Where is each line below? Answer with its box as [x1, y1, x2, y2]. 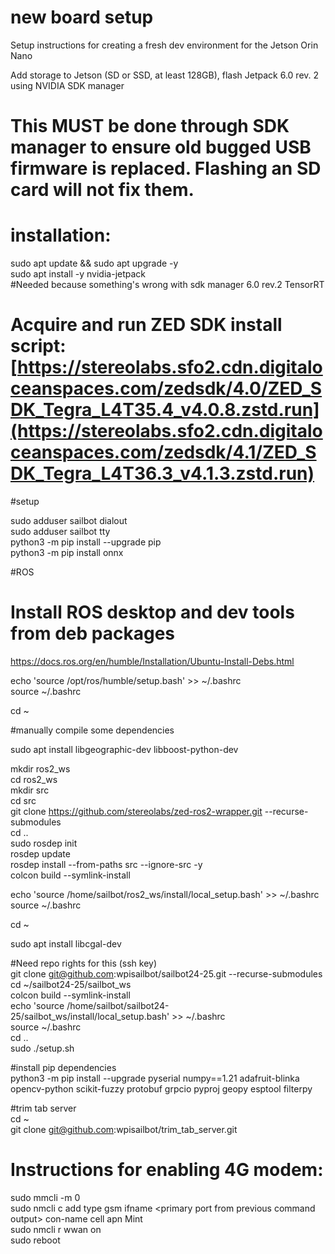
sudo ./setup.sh [10, 1042, 75, 1054]
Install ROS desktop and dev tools [10, 601, 295, 624]
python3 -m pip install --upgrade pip [10, 536, 162, 548]
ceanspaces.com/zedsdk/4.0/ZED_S [10, 377, 323, 400]
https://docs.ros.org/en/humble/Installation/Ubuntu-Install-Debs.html [10, 655, 295, 667]
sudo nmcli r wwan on [10, 1223, 102, 1235]
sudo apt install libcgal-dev [10, 937, 122, 950]
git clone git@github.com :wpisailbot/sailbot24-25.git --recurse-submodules [10, 967, 323, 980]
